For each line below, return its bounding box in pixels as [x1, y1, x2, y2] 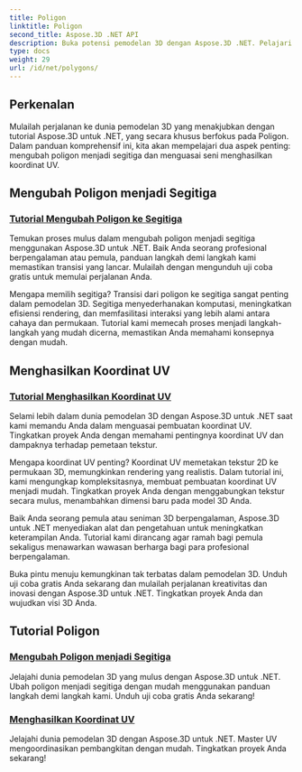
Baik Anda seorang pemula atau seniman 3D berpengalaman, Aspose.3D [9, 513, 279, 524]
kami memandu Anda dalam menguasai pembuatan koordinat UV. [9, 421, 252, 432]
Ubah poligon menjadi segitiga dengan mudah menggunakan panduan [9, 681, 270, 692]
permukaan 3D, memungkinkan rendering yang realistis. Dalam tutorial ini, [9, 467, 284, 478]
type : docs [9, 47, 50, 56]
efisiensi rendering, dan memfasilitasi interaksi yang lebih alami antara [9, 308, 270, 319]
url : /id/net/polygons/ [9, 64, 99, 73]
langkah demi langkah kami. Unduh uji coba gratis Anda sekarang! [9, 690, 255, 701]
